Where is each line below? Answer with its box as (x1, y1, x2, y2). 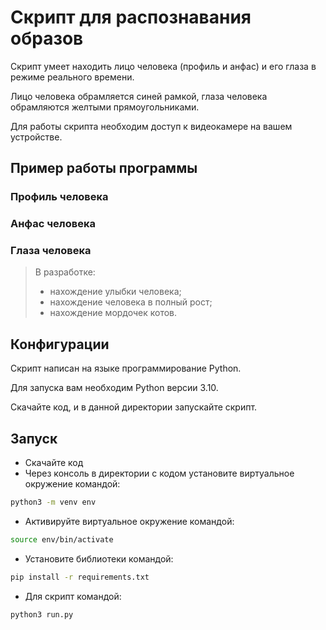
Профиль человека (10, 190, 109, 204)
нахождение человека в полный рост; (49, 296, 213, 308)
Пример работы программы (10, 160, 198, 177)
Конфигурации (10, 336, 110, 353)
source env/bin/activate (10, 534, 114, 545)
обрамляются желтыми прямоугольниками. (10, 101, 200, 113)
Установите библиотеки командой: (24, 552, 174, 565)
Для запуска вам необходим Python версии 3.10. (10, 382, 219, 394)
